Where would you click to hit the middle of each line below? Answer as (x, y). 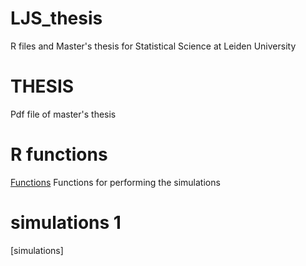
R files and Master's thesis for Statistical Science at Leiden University (153, 46)
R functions (59, 154)
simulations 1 (66, 223)
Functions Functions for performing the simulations (115, 182)
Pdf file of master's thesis (63, 114)
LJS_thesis (56, 18)
